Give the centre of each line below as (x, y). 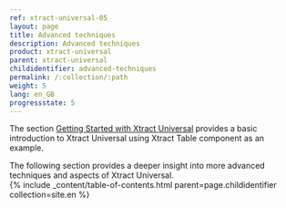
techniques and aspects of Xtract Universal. (92, 175)
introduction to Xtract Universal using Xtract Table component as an (137, 139)
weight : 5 (28, 86)
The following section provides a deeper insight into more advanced (138, 166)
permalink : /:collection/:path (69, 78)
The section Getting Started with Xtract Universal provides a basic (133, 129)
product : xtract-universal (61, 52)
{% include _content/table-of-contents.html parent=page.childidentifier (143, 185)
